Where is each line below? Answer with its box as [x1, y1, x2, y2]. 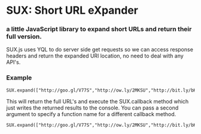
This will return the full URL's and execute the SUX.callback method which [6, 98, 189, 105]
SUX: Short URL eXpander [6, 4, 139, 17]
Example [6, 74, 32, 82]
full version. [6, 32, 42, 41]
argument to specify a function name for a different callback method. [6, 110, 176, 117]
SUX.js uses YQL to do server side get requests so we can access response [6, 46, 193, 53]
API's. [6, 59, 21, 66]
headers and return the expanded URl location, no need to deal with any [6, 52, 184, 60]
